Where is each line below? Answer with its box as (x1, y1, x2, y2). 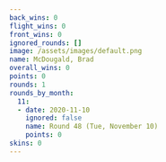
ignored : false (25, 113, 83, 122)
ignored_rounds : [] (9, 38, 83, 48)
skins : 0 (9, 139, 42, 148)
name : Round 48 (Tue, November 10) (25, 122, 159, 131)
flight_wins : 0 (9, 22, 66, 31)
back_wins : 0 (9, 13, 58, 22)
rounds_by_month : (9, 88, 74, 97)
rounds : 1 (9, 80, 47, 89)
